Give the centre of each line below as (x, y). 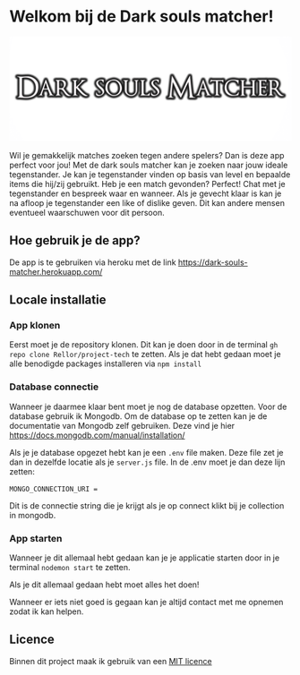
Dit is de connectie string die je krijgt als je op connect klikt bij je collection (147, 505)
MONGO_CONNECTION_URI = (54, 489)
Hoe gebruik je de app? (75, 240)
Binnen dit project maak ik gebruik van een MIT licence (111, 661)
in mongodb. (33, 515)
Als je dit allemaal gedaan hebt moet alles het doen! (104, 585)
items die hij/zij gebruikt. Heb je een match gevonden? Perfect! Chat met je (147, 184)
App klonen (35, 326)
